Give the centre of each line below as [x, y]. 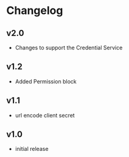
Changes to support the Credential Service [69, 47]
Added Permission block [46, 81]
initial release [32, 149]
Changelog [35, 11]
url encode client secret [45, 115]
